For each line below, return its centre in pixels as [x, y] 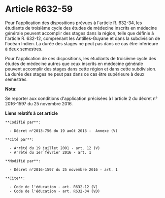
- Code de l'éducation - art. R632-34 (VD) [55, 191]
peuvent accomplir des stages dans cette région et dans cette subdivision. [81, 69]
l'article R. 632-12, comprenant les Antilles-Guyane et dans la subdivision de [83, 38]
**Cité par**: [20, 139]
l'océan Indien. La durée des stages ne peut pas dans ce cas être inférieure [82, 43]
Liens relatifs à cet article [32, 113]
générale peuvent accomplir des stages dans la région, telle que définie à [80, 33]
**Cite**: [15, 178]
